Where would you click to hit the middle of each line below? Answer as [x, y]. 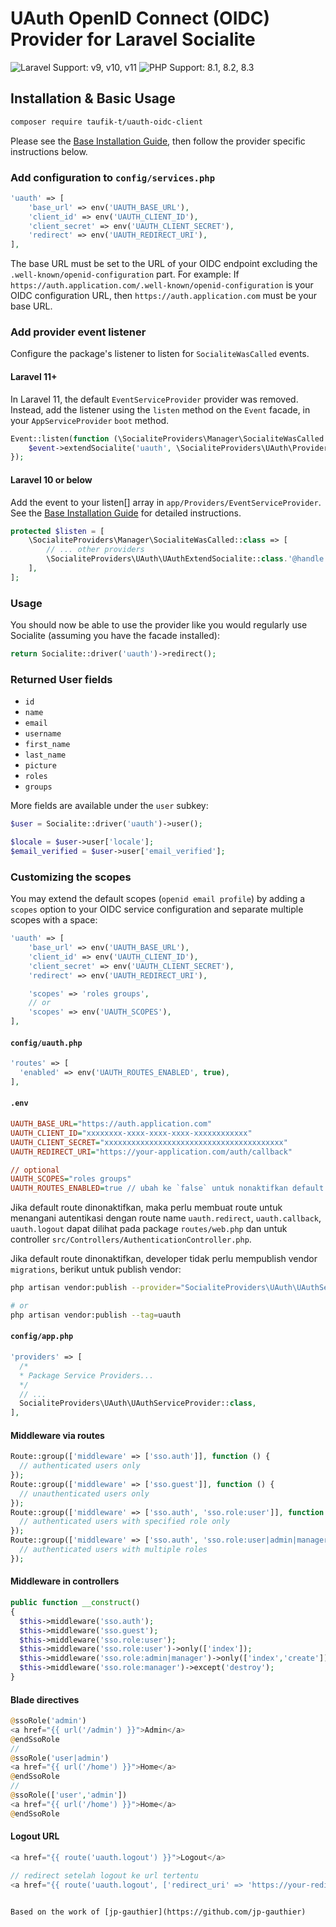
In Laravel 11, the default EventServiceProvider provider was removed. [154, 399]
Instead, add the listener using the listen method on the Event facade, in [160, 409]
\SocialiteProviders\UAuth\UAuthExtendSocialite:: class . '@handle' [187, 559]
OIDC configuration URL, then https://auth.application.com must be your [164, 296]
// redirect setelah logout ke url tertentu [104, 1875]
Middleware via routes [57, 1435]
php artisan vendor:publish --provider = [96, 1288]
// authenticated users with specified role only [124, 1522]
